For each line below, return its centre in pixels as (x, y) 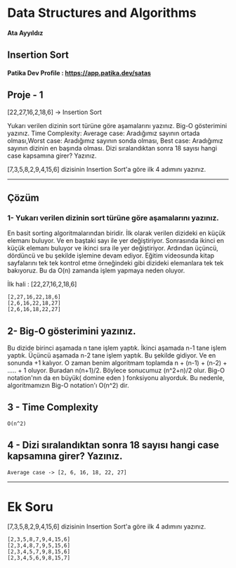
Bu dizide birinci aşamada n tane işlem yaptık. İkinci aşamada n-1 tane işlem (117, 348)
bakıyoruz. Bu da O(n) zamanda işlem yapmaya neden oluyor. (96, 271)
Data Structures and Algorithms (102, 13)
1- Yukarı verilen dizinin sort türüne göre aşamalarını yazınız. (113, 217)
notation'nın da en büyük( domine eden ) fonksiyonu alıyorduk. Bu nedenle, (116, 378)
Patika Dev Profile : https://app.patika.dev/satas (79, 72)
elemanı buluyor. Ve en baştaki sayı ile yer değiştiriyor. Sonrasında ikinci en (116, 241)
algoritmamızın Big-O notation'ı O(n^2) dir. (68, 386)
